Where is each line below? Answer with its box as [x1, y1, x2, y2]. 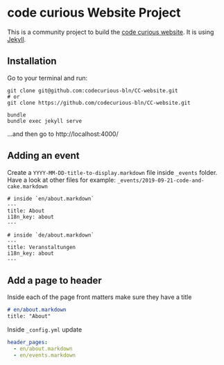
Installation [7, 56, 57, 67]
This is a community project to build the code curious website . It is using [7, 28, 214, 36]
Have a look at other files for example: [7, 176, 116, 184]
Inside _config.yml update [7, 325, 83, 334]
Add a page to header [7, 274, 102, 286]
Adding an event [7, 150, 80, 162]
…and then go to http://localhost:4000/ [7, 130, 119, 138]
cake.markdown [7, 182, 49, 190]
